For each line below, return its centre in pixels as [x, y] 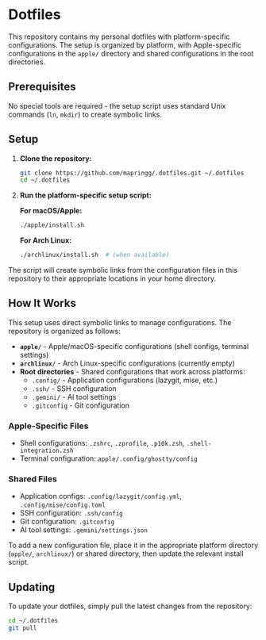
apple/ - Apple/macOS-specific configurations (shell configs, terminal [134, 346]
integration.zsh [46, 451]
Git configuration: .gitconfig [67, 522]
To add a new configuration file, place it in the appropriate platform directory [133, 546]
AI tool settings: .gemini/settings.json [84, 530]
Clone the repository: [56, 158]
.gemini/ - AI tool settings [74, 397]
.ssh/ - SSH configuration [74, 388]
